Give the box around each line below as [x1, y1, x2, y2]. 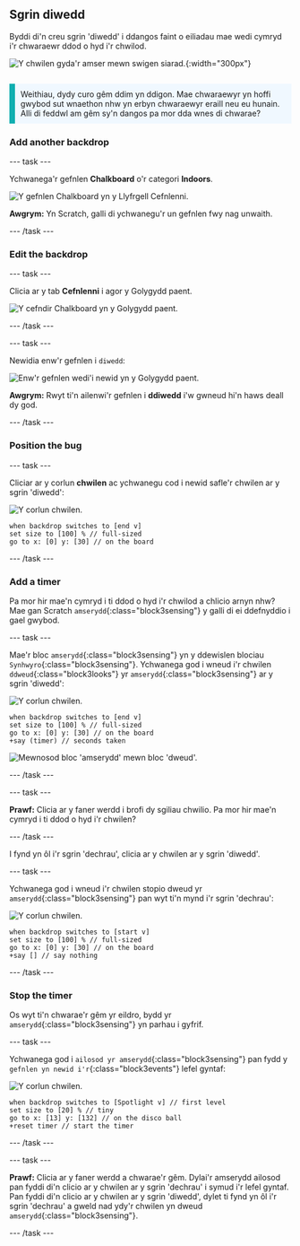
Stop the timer [9, 989, 73, 1001]
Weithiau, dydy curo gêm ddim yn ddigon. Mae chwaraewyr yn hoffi [21, 89, 271, 100]
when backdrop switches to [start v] [9, 928, 150, 937]
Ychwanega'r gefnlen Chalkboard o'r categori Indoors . [9, 174, 213, 185]
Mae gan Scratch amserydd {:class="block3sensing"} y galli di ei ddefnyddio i [9, 606, 291, 615]
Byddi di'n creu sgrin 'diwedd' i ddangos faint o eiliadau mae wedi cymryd [9, 30, 282, 41]
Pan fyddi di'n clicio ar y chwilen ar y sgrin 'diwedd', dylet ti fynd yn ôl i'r [9, 1191, 278, 1202]
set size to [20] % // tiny [9, 1106, 115, 1115]
